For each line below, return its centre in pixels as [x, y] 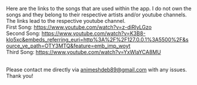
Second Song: [23, 33]
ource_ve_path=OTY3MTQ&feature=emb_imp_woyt [68, 46]
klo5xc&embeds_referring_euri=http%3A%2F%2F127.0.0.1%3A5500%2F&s [97, 40]
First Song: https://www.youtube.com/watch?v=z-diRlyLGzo [79, 27]
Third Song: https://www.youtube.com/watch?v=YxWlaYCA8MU [84, 52]
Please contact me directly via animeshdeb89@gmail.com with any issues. [96, 69]
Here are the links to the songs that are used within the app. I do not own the [99, 8]
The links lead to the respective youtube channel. [66, 21]
